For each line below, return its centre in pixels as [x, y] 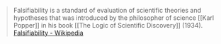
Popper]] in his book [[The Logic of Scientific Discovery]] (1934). [108, 25]
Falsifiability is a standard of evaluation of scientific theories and [107, 10]
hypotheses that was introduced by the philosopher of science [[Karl [113, 18]
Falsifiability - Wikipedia [48, 33]
